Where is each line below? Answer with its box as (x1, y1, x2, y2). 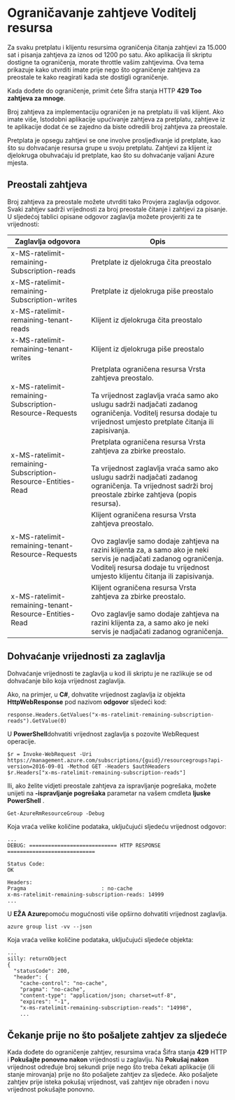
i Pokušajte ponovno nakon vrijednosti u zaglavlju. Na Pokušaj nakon (7, 1055, 209, 1064)
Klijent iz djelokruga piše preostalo (90, 344, 204, 354)
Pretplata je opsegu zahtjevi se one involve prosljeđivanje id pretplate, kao (7, 135, 222, 145)
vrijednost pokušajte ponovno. (7, 1085, 95, 1094)
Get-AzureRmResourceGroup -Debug (7, 809, 105, 817)
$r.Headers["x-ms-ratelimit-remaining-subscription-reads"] (7, 769, 187, 776)
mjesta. (7, 158, 29, 166)
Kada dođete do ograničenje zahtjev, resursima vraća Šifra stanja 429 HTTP (7, 1048, 227, 1056)
